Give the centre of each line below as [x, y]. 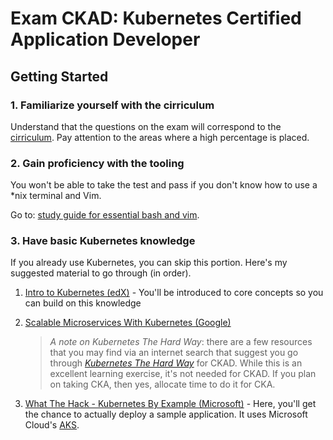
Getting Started [59, 76]
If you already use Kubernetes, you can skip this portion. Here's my [149, 263]
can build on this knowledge [83, 303]
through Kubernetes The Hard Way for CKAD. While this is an [176, 363]
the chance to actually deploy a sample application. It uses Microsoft [166, 414]
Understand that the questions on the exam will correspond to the [146, 126]
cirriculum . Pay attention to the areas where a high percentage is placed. [160, 137]
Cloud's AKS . [52, 425]
